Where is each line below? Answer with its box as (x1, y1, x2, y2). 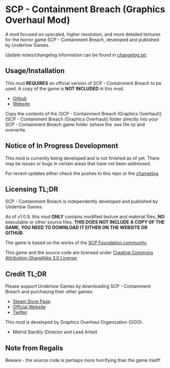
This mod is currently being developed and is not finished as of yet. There (5, 155, 160, 161)
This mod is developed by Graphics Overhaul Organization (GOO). (5, 319, 144, 325)
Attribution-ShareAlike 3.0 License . (5, 255, 79, 261)
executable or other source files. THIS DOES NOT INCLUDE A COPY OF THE (5, 219, 165, 225)
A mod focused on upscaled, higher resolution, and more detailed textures (5, 31, 161, 37)
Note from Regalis (5, 344, 63, 352)
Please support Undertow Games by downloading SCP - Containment (5, 283, 151, 289)
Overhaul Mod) (5, 14, 70, 26)
